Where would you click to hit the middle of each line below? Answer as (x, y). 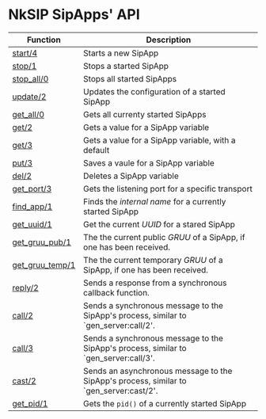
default (96, 150)
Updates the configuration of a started (154, 91)
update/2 (29, 97)
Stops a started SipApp (125, 66)
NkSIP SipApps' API (74, 15)
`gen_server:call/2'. (119, 325)
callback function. (116, 292)
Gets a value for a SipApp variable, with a (159, 140)
